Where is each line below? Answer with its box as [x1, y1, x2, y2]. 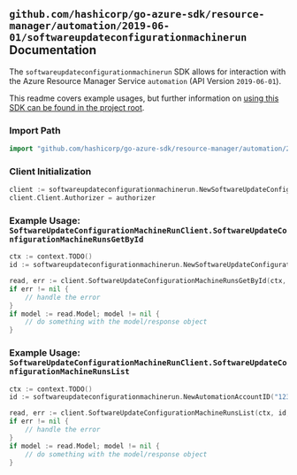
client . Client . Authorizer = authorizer [9, 194, 156, 203]
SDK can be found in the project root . [9, 102, 145, 112]
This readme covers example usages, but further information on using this [9, 93, 279, 103]
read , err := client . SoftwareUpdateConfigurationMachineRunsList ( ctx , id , [9, 409, 291, 418]
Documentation [9, 42, 97, 57]
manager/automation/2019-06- [9, 19, 171, 33]
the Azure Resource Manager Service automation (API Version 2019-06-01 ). [9, 75, 281, 86]
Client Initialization [9, 165, 92, 177]
